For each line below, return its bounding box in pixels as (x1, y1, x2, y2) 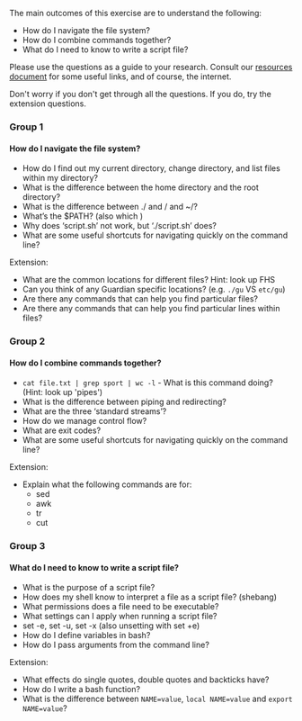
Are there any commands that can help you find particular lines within (22, 303, 280, 314)
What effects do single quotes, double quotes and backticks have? (22, 674, 270, 685)
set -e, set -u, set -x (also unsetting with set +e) (22, 620, 200, 631)
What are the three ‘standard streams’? (22, 406, 167, 417)
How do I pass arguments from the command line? (22, 639, 209, 651)
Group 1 (9, 121, 43, 133)
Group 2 (9, 335, 46, 347)
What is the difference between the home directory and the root (22, 182, 259, 193)
